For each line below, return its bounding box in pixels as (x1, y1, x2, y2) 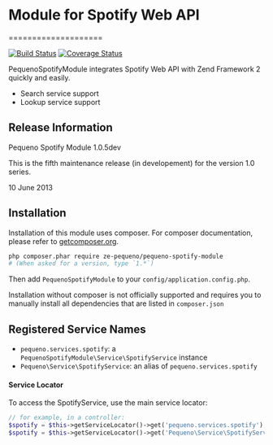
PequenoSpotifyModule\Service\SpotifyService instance (19, 352, 208, 363)
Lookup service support (19, 97, 101, 107)
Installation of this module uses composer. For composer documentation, (8, 228, 253, 238)
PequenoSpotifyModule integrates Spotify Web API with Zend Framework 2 (8, 63, 261, 74)
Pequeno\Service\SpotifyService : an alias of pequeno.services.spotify (19, 361, 258, 371)
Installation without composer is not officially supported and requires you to (8, 290, 262, 300)
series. (8, 167, 31, 177)
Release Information (8, 120, 114, 135)
